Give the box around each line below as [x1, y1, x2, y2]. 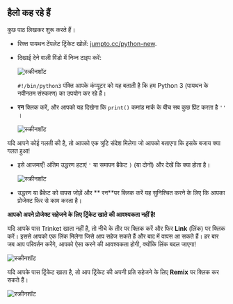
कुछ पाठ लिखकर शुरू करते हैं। [7, 25, 76, 33]
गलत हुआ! [7, 146, 30, 155]
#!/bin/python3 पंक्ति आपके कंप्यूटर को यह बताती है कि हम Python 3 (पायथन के [17, 81, 209, 89]
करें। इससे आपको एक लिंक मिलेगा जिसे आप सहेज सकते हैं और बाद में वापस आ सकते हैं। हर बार [7, 231, 219, 241]
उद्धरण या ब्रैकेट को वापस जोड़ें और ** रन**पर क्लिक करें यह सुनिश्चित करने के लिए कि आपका [17, 188, 225, 197]
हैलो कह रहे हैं [7, 7, 51, 19]
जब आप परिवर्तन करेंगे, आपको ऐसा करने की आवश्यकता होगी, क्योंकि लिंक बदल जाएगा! [7, 240, 197, 248]
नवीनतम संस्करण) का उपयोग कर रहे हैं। [17, 89, 106, 98]
